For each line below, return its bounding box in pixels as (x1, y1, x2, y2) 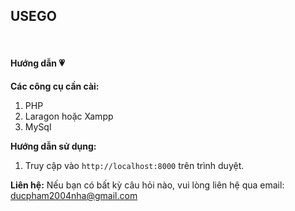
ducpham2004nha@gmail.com (10, 190, 138, 202)
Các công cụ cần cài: (10, 80, 100, 93)
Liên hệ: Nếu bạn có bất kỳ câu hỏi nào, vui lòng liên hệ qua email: (10, 179, 285, 191)
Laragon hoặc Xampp (24, 110, 114, 123)
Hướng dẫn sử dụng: (10, 140, 97, 153)
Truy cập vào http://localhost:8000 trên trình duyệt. (24, 160, 245, 172)
